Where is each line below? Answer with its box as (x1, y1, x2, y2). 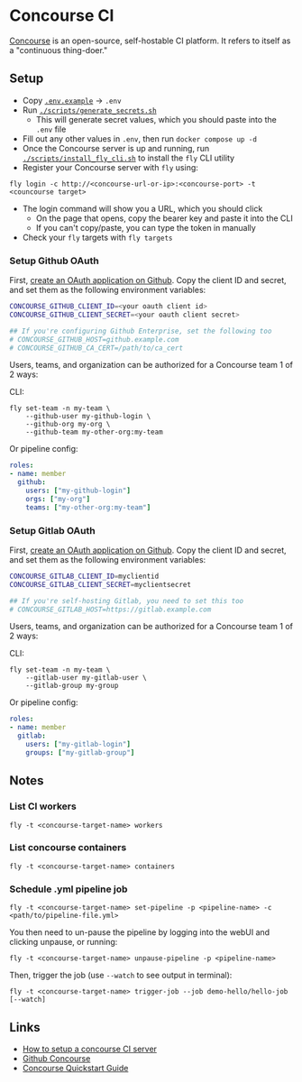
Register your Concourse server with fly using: (22, 161, 198, 172)
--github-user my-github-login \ (25, 412, 151, 421)
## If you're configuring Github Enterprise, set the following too (9, 326, 272, 335)
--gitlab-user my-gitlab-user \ (25, 674, 147, 683)
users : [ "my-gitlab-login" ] (25, 740, 131, 749)
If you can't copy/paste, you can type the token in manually (35, 222, 257, 233)
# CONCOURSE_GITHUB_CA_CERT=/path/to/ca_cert (9, 344, 183, 353)
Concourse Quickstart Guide (22, 1062, 129, 1073)
